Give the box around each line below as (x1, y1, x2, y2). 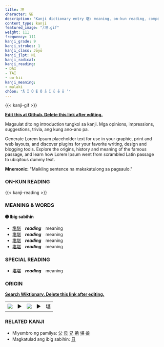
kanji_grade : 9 (5, 39, 36, 44)
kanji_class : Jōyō (5, 48, 42, 53)
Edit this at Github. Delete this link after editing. (5, 112, 103, 118)
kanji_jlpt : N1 (5, 52, 36, 58)
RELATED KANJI (5, 318, 44, 325)
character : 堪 (5, 12, 33, 17)
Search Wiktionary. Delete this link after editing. (5, 291, 104, 297)
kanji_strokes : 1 (5, 43, 41, 48)
